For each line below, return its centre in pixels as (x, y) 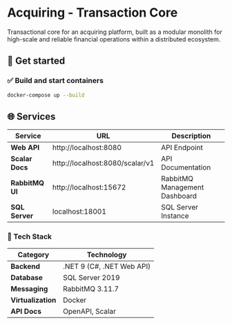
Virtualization (33, 300)
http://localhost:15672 (89, 187)
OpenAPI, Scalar (89, 311)
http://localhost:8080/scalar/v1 (103, 163)
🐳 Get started (36, 61)
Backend (25, 266)
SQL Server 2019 (91, 277)
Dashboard (179, 196)
